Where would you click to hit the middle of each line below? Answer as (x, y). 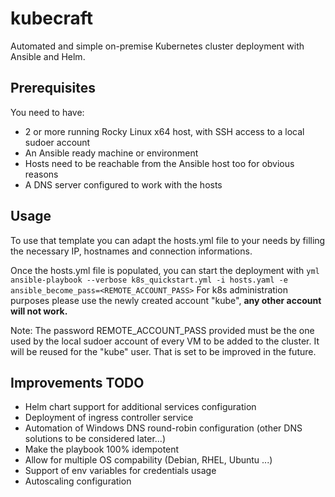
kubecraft (52, 18)
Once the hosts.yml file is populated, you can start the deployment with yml (165, 270)
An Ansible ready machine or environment (111, 153)
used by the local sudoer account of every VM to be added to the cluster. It (165, 341)
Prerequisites (53, 88)
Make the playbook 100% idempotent (102, 449)
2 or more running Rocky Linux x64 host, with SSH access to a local (164, 131)
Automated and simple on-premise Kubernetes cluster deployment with (157, 46)
